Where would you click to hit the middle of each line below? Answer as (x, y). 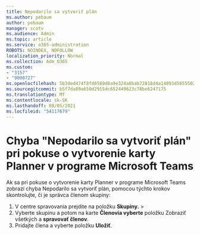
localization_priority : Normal (45, 56)
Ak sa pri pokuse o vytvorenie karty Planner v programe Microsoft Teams (96, 183)
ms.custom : (20, 67)
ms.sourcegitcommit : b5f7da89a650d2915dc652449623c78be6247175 (86, 89)
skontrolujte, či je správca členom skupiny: (59, 195)
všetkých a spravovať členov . (52, 219)
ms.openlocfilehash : (32, 84)
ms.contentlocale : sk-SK (37, 100)
